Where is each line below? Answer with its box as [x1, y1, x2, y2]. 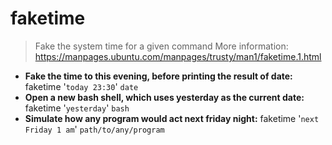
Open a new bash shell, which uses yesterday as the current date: [24, 91, 305, 103]
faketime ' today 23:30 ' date [24, 80, 139, 92]
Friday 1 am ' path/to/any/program [24, 123, 165, 135]
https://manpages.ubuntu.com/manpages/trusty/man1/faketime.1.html [34, 50, 322, 62]
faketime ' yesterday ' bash [24, 102, 130, 114]
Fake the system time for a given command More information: [34, 40, 289, 52]
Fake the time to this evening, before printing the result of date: [24, 70, 293, 82]
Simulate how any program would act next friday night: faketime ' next [24, 112, 320, 124]
